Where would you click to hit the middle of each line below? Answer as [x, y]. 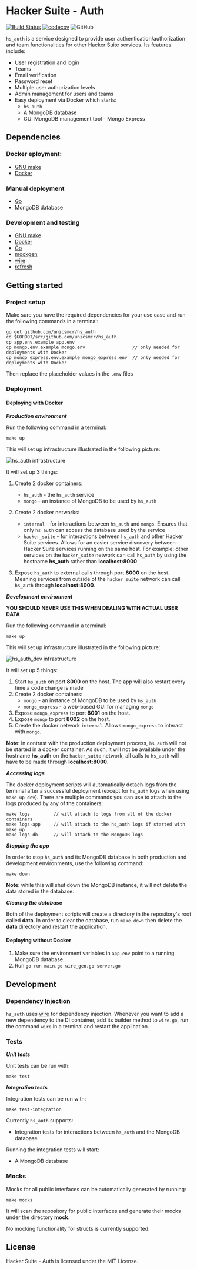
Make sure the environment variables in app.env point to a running [94, 953]
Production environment [36, 416]
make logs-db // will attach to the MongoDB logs [75, 835]
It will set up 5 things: [32, 670]
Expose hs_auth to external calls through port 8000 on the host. [92, 573]
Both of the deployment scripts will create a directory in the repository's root [99, 914]
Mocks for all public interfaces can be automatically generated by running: [96, 1189]
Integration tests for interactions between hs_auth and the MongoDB [97, 1132]
